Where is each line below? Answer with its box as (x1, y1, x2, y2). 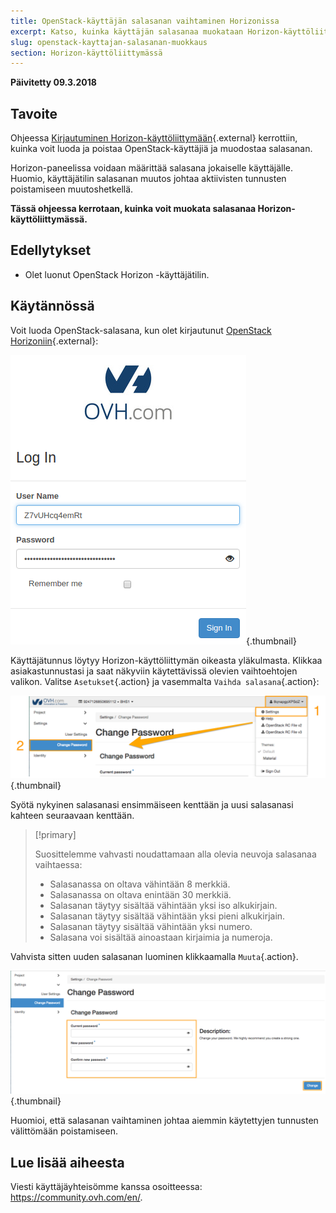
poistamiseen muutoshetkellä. (10, 183, 134, 195)
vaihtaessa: (34, 858, 83, 870)
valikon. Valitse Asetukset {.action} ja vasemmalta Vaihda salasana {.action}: (10, 675, 320, 687)
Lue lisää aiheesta (10, 1154, 125, 1171)
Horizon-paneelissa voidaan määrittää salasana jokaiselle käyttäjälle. (10, 162, 294, 174)
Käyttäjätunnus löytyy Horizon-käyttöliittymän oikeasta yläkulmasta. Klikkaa (10, 654, 323, 666)
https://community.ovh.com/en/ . (10, 1191, 143, 1204)
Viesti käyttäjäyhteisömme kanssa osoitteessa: (10, 1181, 203, 1193)
